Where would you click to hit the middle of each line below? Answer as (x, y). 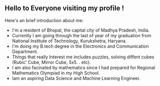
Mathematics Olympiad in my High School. (56, 73)
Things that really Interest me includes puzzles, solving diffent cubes (83, 57)
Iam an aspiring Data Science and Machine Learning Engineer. (76, 78)
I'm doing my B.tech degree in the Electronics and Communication (80, 46)
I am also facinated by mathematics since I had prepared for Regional (84, 67)
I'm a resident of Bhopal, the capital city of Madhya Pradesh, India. (81, 30)
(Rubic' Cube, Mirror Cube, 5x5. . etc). (51, 62)
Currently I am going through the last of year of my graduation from (82, 35)
